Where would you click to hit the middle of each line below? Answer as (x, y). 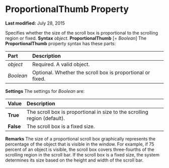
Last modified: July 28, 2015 (35, 23)
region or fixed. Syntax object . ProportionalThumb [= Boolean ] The (76, 38)
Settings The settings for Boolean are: (45, 91)
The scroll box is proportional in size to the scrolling (88, 112)
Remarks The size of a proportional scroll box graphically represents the (80, 138)
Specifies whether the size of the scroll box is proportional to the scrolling (82, 33)
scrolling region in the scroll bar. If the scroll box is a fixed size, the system (82, 154)
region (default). (46, 118)
